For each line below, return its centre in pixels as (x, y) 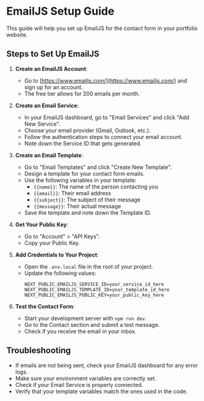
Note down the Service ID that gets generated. (83, 143)
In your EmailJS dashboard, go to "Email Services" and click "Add (107, 117)
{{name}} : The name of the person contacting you (96, 186)
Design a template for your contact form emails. (84, 173)
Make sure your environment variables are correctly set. (86, 378)
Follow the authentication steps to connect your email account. (104, 137)
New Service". (42, 124)
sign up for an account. (53, 87)
